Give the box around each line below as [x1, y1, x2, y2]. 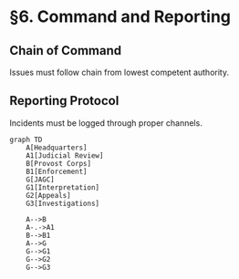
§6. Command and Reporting [9, 6, 231, 27]
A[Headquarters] [26, 143, 88, 152]
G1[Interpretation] [26, 182, 100, 192]
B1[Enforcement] [26, 167, 88, 176]
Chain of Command [9, 43, 121, 58]
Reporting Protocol [9, 93, 119, 108]
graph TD [9, 135, 43, 144]
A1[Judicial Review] [26, 150, 104, 160]
